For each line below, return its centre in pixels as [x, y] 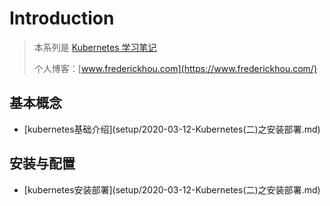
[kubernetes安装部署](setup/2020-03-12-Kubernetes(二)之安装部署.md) [172, 189]
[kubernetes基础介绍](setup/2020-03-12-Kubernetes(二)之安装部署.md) [172, 129]
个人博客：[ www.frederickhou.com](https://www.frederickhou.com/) [175, 68]
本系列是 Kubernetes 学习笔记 [95, 47]
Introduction [62, 18]
